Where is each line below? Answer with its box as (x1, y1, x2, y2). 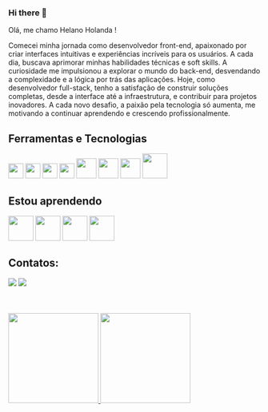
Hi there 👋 (8, 7, 48, 18)
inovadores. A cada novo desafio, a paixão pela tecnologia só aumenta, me (8, 100, 256, 110)
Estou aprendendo (8, 194, 102, 208)
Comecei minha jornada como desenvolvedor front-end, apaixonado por (8, 41, 247, 50)
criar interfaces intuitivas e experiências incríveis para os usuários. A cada (8, 50, 254, 59)
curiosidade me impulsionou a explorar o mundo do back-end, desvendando (8, 66, 261, 76)
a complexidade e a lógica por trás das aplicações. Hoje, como (8, 75, 216, 85)
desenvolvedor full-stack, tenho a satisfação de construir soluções (8, 83, 229, 93)
